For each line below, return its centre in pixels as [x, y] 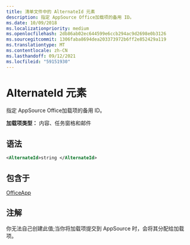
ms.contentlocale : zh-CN [37, 51]
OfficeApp [19, 193]
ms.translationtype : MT [36, 45]
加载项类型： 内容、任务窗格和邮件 [49, 123]
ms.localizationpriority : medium [48, 28]
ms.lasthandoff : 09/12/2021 [41, 56]
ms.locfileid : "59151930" [38, 61]
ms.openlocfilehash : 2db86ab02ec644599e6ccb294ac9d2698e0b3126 [86, 34]
